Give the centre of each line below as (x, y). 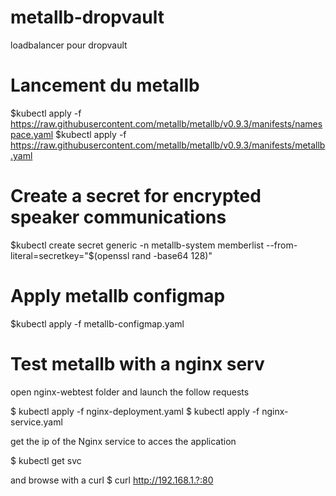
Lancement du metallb (105, 85)
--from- (281, 245)
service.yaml (36, 422)
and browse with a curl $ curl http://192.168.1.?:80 (112, 480)
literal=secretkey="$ (52, 255)
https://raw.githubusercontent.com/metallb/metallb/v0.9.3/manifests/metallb (168, 145)
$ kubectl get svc (46, 460)
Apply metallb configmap (118, 296)
